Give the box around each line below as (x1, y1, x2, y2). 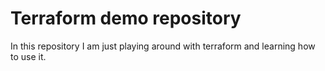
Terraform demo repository (10, 7, 242, 30)
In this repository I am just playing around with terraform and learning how (10, 40, 316, 52)
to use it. (10, 50, 47, 62)
